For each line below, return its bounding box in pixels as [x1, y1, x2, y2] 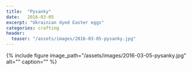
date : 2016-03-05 [6, 14, 54, 20]
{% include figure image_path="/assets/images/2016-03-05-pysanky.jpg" [6, 52, 187, 59]
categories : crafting [6, 25, 60, 31]
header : [6, 31, 25, 36]
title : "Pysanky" [6, 8, 51, 15]
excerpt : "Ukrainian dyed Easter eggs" [6, 19, 105, 25]
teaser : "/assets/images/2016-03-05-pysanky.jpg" [11, 36, 136, 42]
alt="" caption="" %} [6, 58, 57, 65]
